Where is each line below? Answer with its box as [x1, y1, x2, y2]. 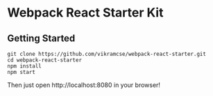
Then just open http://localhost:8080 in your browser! [7, 81, 161, 89]
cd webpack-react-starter [7, 57, 82, 64]
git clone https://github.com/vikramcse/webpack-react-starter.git [7, 50, 207, 57]
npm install [7, 63, 42, 70]
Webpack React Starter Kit [7, 5, 164, 21]
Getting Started [7, 32, 76, 44]
